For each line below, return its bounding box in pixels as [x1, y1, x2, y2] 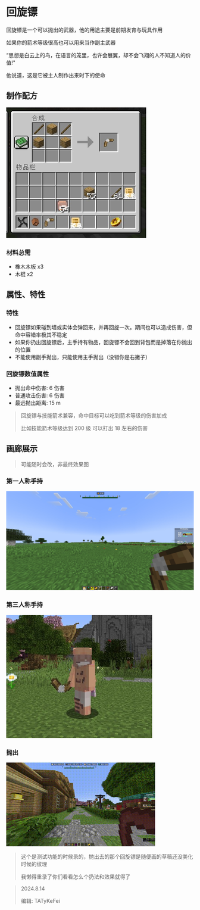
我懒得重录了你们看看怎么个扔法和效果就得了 [20, 873, 131, 880]
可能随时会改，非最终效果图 [20, 460, 89, 468]
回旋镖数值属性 [6, 370, 49, 378]
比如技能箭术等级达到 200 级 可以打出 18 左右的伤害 [20, 425, 148, 432]
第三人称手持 [6, 601, 43, 609]
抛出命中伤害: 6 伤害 [14, 385, 65, 392]
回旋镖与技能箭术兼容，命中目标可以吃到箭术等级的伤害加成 [20, 412, 167, 419]
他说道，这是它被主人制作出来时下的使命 [6, 71, 105, 79]
